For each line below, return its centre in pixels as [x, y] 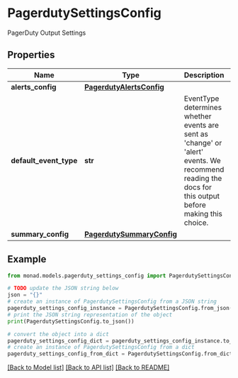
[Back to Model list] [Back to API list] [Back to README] [89, 367]
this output [202, 196]
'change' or [203, 143]
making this [203, 213]
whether [198, 116]
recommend [204, 169]
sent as [196, 134]
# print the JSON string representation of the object [90, 315]
